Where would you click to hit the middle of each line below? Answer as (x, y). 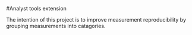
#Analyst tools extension (36, 8)
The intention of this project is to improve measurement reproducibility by (96, 20)
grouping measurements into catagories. (56, 26)
